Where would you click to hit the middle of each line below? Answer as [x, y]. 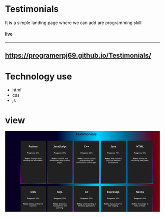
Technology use [39, 76]
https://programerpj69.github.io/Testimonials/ [78, 55]
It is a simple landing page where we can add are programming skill [73, 23]
